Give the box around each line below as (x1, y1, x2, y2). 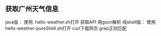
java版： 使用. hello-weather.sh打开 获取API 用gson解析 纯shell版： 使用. (5, 19, 157, 25)
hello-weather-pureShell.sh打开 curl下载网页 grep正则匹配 (5, 25, 127, 31)
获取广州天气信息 (5, 4, 59, 13)
